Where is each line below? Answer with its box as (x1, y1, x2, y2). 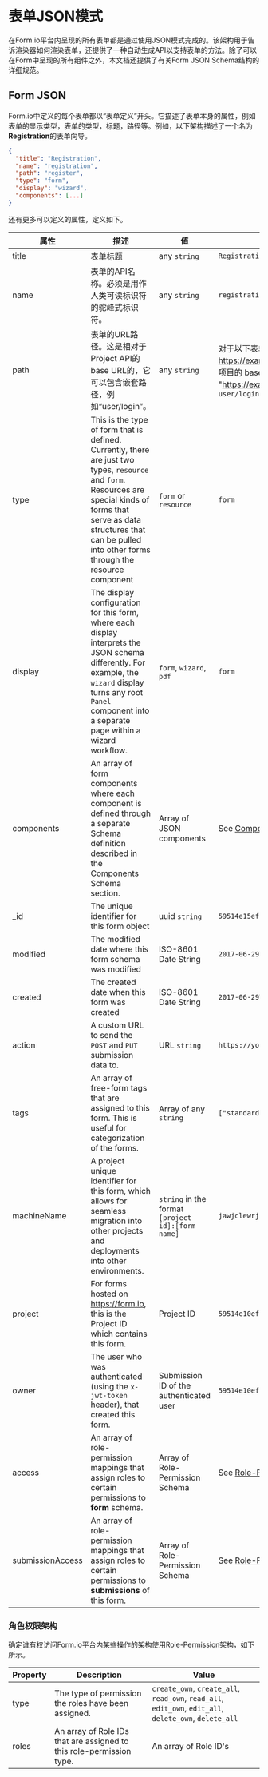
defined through (90, 808, 152, 819)
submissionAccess (12, 1555, 83, 1566)
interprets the (90, 637, 141, 648)
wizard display (90, 677, 144, 688)
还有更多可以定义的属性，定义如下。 (8, 214, 128, 224)
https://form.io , (90, 1298, 147, 1309)
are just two (90, 454, 135, 465)
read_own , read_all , (152, 1693, 224, 1704)
